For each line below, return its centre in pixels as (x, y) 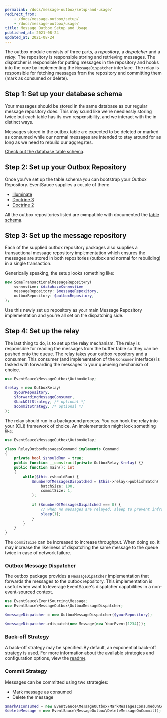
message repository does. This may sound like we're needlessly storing (79, 111)
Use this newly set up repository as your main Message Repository (74, 310)
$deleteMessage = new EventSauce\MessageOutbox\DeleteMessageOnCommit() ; (83, 711)
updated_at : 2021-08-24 (30, 38)
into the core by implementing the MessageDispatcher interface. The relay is (82, 67)
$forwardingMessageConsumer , (44, 397)
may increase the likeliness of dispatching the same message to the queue (82, 547)
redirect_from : (21, 14)
